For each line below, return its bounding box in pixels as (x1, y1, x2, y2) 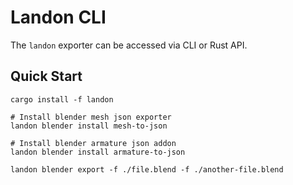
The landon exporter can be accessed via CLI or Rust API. (10, 39, 248, 51)
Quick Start (10, 68, 83, 85)
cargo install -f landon (10, 94, 114, 105)
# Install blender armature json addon (10, 138, 177, 148)
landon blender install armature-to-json (10, 147, 186, 157)
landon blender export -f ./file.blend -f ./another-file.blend (10, 164, 284, 175)
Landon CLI (10, 6, 107, 29)
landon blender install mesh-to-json (10, 121, 168, 131)
